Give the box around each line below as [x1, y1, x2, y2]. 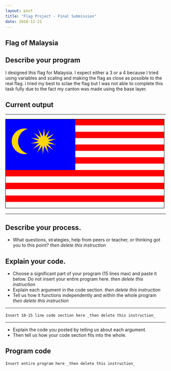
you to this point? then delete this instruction [12, 242, 106, 249]
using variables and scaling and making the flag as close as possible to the [5, 75, 162, 81]
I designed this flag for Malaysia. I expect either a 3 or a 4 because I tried [5, 69, 159, 76]
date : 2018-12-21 [5, 19, 42, 24]
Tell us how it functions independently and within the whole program [12, 292, 157, 299]
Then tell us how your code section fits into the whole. [12, 332, 127, 338]
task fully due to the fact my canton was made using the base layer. [5, 86, 147, 92]
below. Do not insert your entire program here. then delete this [12, 276, 144, 282]
